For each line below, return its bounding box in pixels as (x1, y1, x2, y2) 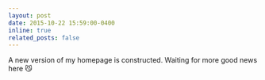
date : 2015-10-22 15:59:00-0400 (8, 19, 115, 27)
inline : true (8, 26, 52, 34)
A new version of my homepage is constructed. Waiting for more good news (8, 55, 258, 65)
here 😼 (8, 64, 33, 74)
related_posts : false (8, 33, 80, 42)
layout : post (8, 11, 52, 20)
